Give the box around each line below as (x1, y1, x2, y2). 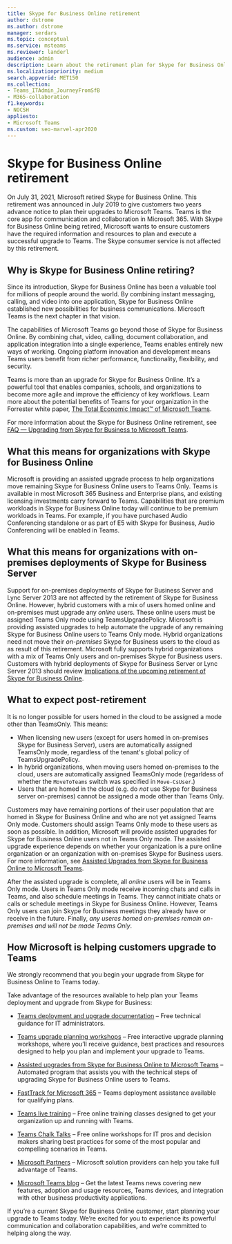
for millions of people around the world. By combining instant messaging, (7, 290, 215, 298)
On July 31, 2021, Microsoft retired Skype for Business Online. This (7, 193, 197, 201)
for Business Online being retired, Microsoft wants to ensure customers (7, 222, 211, 231)
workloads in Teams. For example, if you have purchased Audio (7, 511, 188, 519)
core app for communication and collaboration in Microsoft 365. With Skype (7, 215, 223, 223)
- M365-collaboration (7, 94, 70, 101)
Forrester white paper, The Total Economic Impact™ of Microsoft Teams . (7, 405, 212, 413)
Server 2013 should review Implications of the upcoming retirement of (7, 667, 206, 675)
